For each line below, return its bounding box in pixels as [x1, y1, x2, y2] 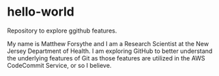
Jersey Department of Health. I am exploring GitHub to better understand [7, 47, 213, 55]
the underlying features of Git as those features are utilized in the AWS [7, 54, 206, 62]
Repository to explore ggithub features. [7, 26, 117, 35]
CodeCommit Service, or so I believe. [7, 61, 112, 69]
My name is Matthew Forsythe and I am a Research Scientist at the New [7, 39, 209, 47]
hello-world [7, 4, 75, 20]
